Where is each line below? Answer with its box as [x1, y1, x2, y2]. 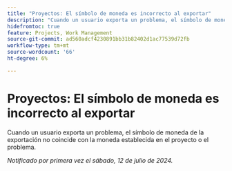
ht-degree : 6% [7, 55, 48, 62]
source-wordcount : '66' [7, 49, 76, 56]
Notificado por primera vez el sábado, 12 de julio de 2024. [7, 156, 173, 164]
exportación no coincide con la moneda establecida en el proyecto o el [7, 135, 209, 143]
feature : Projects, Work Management [7, 29, 113, 37]
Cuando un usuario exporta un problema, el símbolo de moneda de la [7, 128, 204, 137]
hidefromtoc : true [7, 23, 60, 30]
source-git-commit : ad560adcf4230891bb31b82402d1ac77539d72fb [7, 36, 190, 43]
